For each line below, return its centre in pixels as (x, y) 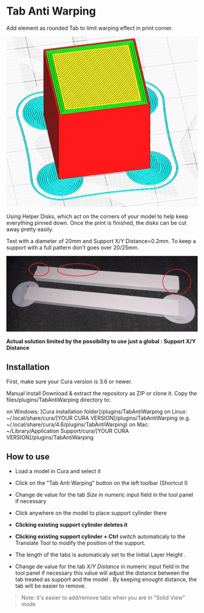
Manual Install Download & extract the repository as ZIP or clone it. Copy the (102, 394)
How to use (28, 457)
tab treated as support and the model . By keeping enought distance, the (106, 579)
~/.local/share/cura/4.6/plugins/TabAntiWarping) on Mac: (78, 425)
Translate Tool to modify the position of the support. (80, 543)
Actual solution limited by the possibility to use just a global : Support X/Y (101, 341)
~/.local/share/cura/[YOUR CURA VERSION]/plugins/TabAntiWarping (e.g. (98, 418)
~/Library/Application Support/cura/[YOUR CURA (68, 431)
